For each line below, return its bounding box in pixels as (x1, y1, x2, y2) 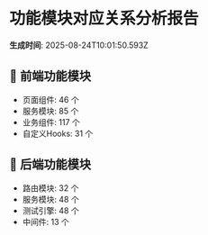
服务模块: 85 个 (22, 105, 79, 116)
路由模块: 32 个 (22, 182, 79, 194)
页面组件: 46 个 (22, 94, 79, 104)
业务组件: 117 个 (22, 116, 81, 127)
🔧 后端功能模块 (9, 157, 92, 172)
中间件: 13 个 (22, 216, 70, 227)
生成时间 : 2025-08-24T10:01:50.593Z (9, 40, 149, 50)
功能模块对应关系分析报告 (9, 8, 200, 29)
